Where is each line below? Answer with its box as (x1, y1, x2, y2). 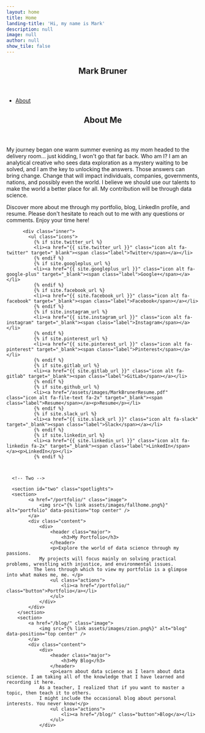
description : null (6, 26, 53, 33)
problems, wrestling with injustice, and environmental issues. (6, 561, 174, 567)
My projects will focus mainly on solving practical (39, 556, 176, 562)
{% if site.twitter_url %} (33, 239, 103, 245)
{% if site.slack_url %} (33, 410, 97, 417)
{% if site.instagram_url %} (33, 309, 108, 315)
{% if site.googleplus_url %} (33, 260, 111, 267)
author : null (6, 37, 40, 44)
